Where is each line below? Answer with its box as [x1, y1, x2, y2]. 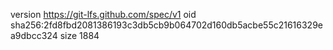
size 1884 [59, 30, 100, 41]
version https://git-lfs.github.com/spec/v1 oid [10, 9, 197, 20]
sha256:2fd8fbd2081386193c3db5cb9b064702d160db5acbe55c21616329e [10, 19, 324, 31]
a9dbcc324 [10, 30, 58, 41]
